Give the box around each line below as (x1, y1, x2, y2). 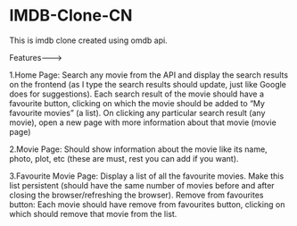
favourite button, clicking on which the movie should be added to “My (9, 97, 266, 108)
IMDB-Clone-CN (9, 5, 133, 26)
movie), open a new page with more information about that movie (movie (9, 117, 276, 128)
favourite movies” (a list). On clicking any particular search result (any (9, 107, 266, 118)
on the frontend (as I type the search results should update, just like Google (9, 79, 287, 89)
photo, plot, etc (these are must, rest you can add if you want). (9, 153, 239, 163)
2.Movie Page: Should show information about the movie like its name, (9, 144, 268, 155)
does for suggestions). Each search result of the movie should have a (9, 88, 265, 99)
